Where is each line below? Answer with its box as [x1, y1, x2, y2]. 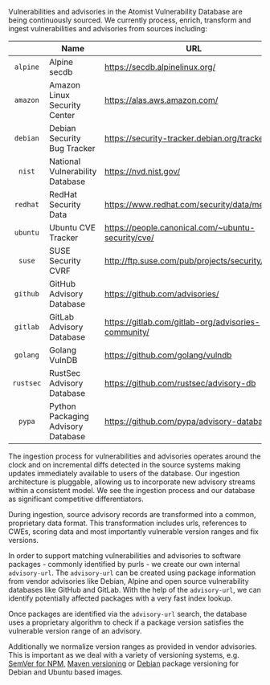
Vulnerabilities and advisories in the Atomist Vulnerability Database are [8, 7, 243, 16]
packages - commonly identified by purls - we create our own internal [8, 560, 240, 569]
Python [49, 401, 76, 412]
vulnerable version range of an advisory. [8, 626, 142, 635]
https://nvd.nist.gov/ [104, 166, 181, 177]
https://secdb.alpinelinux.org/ [104, 62, 216, 72]
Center [49, 110, 76, 120]
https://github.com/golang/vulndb [104, 349, 232, 361]
